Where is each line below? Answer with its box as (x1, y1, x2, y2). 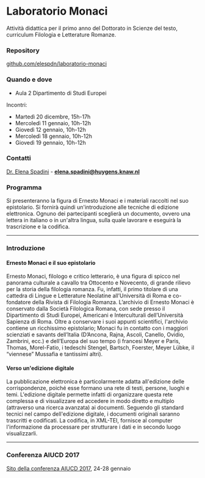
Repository (6, 46, 40, 54)
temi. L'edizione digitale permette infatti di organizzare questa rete (6, 391, 173, 398)
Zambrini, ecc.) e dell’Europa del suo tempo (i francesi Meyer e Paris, (6, 338, 181, 345)
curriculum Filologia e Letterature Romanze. (6, 31, 117, 38)
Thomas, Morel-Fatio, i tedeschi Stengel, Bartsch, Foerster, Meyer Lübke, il (6, 344, 195, 352)
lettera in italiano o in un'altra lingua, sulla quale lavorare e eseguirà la (6, 217, 182, 224)
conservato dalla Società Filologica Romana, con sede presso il (6, 305, 165, 313)
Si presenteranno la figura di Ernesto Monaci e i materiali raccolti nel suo (6, 197, 189, 205)
